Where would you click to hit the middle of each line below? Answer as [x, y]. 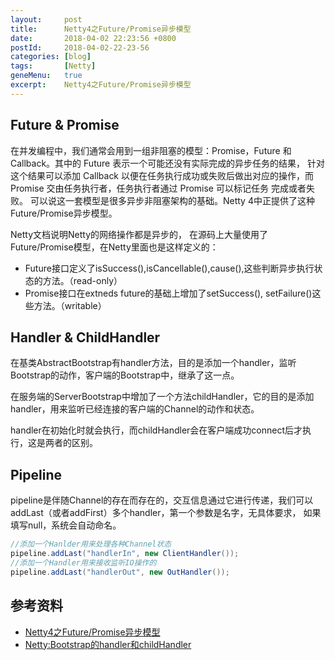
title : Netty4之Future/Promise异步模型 [101, 29]
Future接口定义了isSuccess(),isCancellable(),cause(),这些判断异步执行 [169, 268]
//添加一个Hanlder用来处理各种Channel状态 [91, 544]
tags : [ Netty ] [53, 66]
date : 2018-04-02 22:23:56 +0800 [93, 38]
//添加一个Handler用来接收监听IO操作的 [83, 562]
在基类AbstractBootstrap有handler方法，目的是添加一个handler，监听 [153, 363]
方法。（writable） [70, 305]
